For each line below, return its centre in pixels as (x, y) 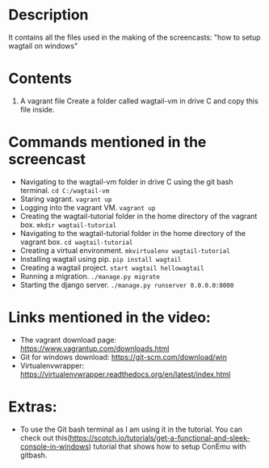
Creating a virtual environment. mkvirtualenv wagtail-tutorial (125, 250)
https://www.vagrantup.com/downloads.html (95, 348)
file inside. (37, 109)
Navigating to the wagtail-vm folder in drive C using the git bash (126, 181)
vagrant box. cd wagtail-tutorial (76, 242)
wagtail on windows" (43, 45)
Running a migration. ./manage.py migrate (90, 276)
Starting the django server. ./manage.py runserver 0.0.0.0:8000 (127, 285)
